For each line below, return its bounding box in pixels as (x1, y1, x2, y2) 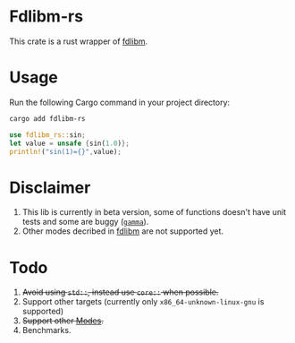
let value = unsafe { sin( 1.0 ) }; (9, 139, 130, 148)
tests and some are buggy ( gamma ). (21, 217, 149, 227)
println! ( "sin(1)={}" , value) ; (9, 147, 122, 156)
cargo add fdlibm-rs (9, 114, 87, 123)
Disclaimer (9, 177, 91, 198)
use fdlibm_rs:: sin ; (9, 130, 87, 140)
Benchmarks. (21, 325, 72, 336)
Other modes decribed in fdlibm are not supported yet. (21, 226, 224, 236)
